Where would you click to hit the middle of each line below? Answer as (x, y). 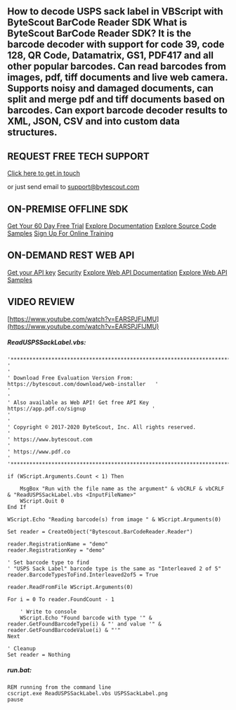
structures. (32, 133)
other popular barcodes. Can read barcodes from (117, 66)
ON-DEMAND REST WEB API (71, 256)
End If (17, 507)
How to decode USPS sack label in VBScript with (115, 12)
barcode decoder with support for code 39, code (116, 45)
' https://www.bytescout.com (50, 439)
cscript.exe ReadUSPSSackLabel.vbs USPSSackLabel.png (88, 693)
